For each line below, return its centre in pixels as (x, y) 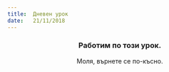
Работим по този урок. (120, 46)
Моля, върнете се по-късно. (120, 61)
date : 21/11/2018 (36, 21)
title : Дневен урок (38, 14)
